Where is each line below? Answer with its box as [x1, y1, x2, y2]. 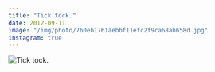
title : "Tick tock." [8, 11, 77, 20]
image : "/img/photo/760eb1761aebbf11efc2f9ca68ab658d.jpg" [8, 26, 209, 34]
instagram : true [8, 33, 62, 42]
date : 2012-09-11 [8, 19, 66, 27]
